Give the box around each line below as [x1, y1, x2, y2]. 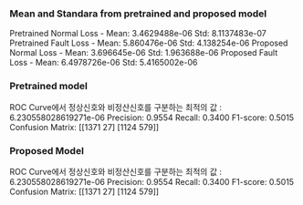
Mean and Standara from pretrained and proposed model [9, 7, 267, 20]
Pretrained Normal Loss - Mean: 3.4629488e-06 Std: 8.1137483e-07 [9, 28, 266, 39]
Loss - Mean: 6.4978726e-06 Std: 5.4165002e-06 [9, 57, 198, 68]
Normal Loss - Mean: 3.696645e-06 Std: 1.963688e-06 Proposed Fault [9, 47, 278, 58]
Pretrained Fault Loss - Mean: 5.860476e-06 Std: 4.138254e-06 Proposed [9, 37, 288, 48]
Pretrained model [9, 80, 89, 93]
